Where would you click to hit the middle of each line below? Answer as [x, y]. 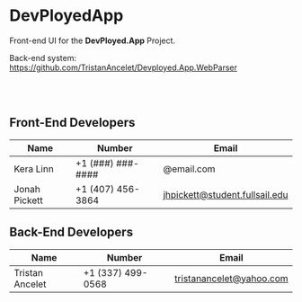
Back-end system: [43, 58]
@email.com [189, 169]
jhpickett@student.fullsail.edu [226, 194]
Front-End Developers [72, 123]
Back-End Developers [71, 232]
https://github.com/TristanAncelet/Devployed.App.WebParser [124, 67]
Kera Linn [34, 169]
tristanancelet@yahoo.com [231, 278]
